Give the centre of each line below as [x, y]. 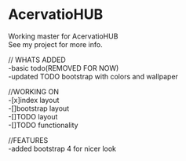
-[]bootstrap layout [38, 108]
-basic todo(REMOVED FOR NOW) [64, 68]
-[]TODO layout [33, 116]
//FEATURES [28, 140]
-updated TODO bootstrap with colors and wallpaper [93, 76]
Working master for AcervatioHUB [63, 36]
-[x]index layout [34, 100]
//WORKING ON [33, 91]
